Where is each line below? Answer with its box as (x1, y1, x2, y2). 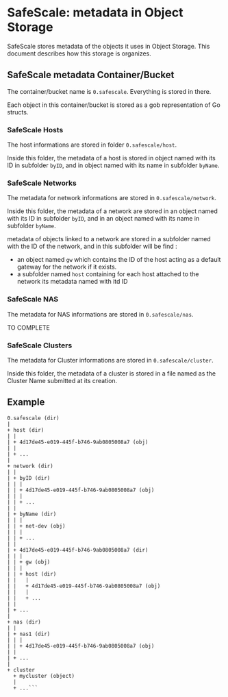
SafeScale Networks (7, 178, 77, 188)
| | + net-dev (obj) (7, 522, 66, 529)
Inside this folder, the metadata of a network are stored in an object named (7, 207, 218, 215)
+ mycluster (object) (13, 672, 75, 679)
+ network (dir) (7, 463, 53, 469)
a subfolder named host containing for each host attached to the (16, 270, 200, 278)
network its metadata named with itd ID (16, 278, 128, 286)
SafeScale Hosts (7, 125, 64, 134)
